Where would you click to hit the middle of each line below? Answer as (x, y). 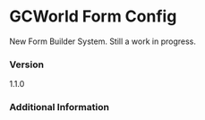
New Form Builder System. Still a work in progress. (103, 41)
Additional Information (60, 107)
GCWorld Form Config (93, 17)
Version (27, 64)
